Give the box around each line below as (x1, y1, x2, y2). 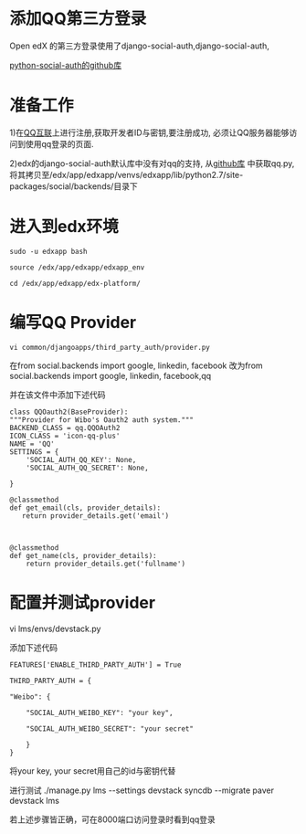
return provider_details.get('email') (21, 511, 170, 521)
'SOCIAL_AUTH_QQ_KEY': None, (26, 455, 137, 464)
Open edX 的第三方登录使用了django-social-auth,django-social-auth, (9, 40, 269, 51)
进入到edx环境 (9, 216, 119, 238)
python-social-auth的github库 (9, 59, 121, 70)
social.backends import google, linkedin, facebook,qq (9, 370, 212, 381)
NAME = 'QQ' (9, 439, 55, 449)
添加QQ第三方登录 (9, 8, 147, 29)
